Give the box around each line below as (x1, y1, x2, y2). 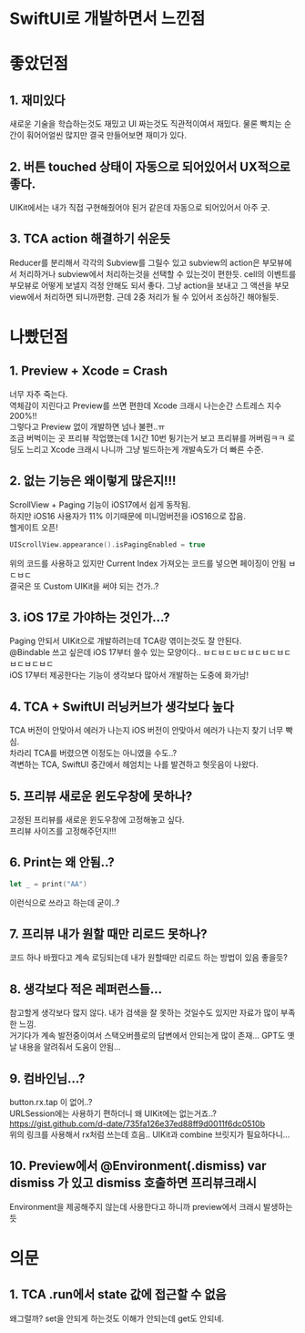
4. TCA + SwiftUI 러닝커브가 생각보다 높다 (9, 699, 235, 714)
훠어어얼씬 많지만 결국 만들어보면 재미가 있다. (25, 129, 188, 141)
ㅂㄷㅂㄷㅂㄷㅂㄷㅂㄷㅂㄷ (203, 647, 291, 658)
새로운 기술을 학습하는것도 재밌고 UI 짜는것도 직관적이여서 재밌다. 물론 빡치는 (9, 118, 282, 129)
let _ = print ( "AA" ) (9, 879, 88, 888)
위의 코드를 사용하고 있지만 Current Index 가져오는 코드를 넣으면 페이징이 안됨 (9, 558, 287, 569)
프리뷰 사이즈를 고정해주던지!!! (9, 825, 117, 836)
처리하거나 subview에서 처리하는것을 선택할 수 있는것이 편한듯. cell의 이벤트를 (18, 268, 297, 279)
